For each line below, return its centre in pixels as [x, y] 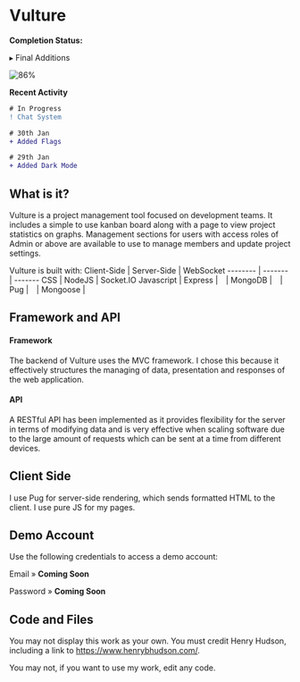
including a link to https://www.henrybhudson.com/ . [105, 651]
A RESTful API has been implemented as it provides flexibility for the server [147, 419]
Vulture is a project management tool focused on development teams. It [141, 215]
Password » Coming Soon [58, 592]
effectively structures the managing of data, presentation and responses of [147, 370]
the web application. [47, 379]
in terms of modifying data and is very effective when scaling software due [147, 429]
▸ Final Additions [40, 57]
